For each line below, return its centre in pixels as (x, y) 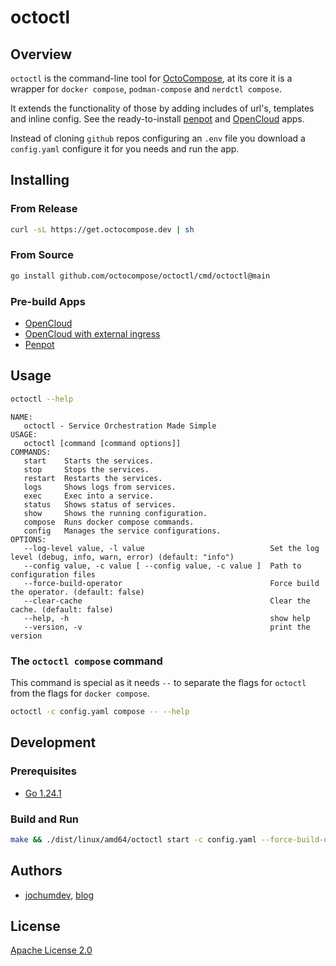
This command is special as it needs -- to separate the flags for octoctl (158, 683)
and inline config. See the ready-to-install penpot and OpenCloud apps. (157, 119)
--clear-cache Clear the (167, 601)
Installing (40, 180)
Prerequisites (43, 771)
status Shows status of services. (100, 504)
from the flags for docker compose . (80, 693)
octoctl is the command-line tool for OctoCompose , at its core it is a (151, 78)
